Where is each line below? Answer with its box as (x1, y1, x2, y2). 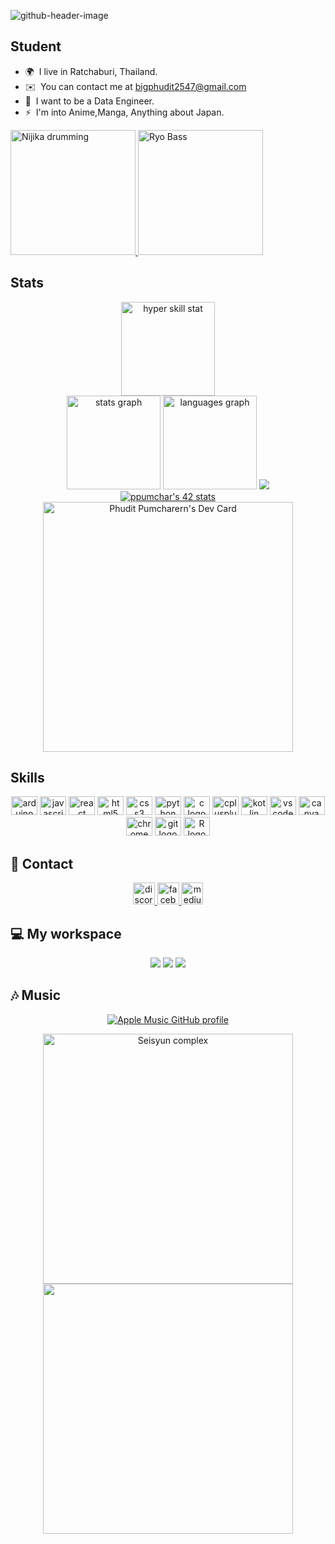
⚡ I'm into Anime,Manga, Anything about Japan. (24, 106, 225, 118)
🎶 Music (10, 987, 62, 1004)
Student (10, 38, 62, 55)
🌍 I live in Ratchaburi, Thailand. (24, 65, 158, 77)
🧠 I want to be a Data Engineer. (24, 95, 155, 107)
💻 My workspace (10, 925, 122, 942)
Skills (10, 770, 45, 787)
